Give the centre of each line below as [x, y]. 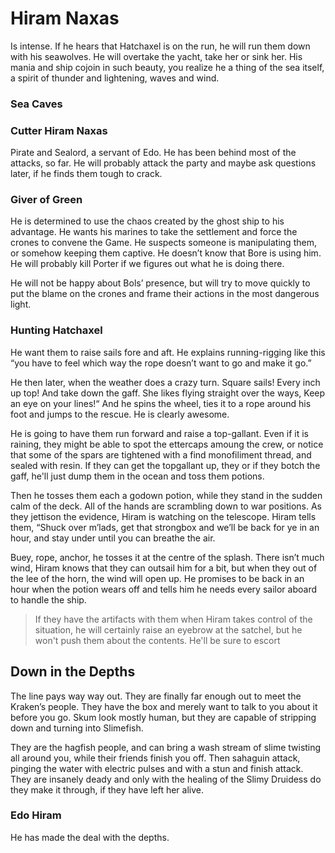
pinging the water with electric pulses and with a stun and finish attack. [157, 768]
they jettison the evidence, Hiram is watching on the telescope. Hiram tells [163, 516]
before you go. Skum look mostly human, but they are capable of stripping [163, 717]
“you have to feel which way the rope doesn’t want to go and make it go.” [161, 363]
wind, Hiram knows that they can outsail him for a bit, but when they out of [164, 568]
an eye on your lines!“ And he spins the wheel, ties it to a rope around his [161, 403]
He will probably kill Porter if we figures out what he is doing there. [147, 264]
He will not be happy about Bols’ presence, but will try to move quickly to [160, 283]
